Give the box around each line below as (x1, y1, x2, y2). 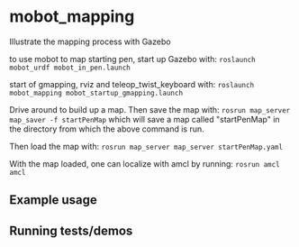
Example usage (9, 192, 97, 208)
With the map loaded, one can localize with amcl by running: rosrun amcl (9, 158, 281, 169)
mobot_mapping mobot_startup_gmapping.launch (9, 88, 183, 97)
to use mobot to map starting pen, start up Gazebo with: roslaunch (9, 53, 256, 64)
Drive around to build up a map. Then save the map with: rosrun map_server (9, 104, 291, 114)
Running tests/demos (9, 223, 133, 238)
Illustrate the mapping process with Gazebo (9, 36, 171, 47)
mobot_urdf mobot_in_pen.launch (9, 63, 131, 72)
